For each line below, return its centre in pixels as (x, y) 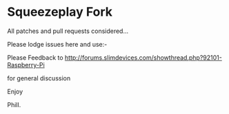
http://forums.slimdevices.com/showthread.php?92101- (143, 57)
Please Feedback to (35, 57)
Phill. (14, 104)
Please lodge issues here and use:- (57, 44)
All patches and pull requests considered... (68, 31)
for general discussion (39, 78)
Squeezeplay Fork (60, 12)
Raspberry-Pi (26, 65)
